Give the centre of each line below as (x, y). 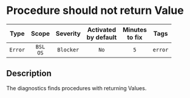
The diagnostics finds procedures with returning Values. (76, 88)
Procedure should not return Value (95, 11)
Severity (68, 33)
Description (29, 73)
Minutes (135, 30)
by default (102, 37)
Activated (102, 30)
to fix (135, 37)
